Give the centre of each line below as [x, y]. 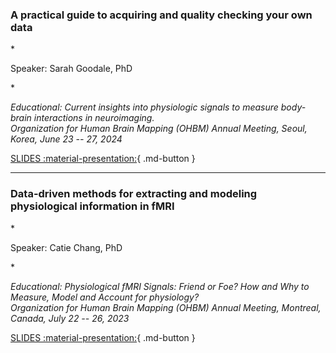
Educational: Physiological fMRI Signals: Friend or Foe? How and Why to [160, 286]
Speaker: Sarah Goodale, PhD [71, 69]
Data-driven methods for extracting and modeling [134, 194]
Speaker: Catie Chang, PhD [66, 247]
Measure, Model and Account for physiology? [105, 297]
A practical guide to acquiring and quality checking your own [161, 15]
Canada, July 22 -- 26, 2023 [70, 318]
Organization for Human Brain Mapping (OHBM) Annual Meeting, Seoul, [159, 129]
